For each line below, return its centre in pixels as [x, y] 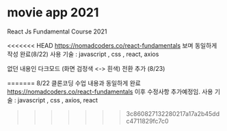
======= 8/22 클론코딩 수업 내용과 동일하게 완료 [74, 83]
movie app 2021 [53, 13]
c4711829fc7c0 [147, 121]
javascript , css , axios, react [57, 100]
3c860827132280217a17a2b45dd [173, 113]
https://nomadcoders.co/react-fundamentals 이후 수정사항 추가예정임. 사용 [110, 91]
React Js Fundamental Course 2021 [57, 31]
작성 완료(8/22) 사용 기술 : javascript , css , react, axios [83, 54]
